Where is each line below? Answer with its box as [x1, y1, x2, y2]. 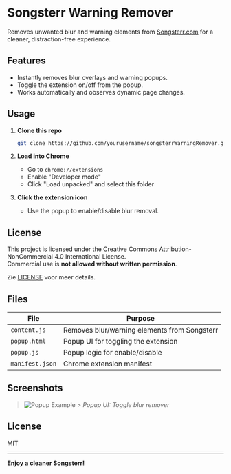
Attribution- [159, 245, 192, 253]
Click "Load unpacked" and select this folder [27, 180, 155, 188]
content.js [10, 326, 46, 334]
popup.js [10, 348, 39, 357]
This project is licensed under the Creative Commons [7, 245, 158, 253]
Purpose [126, 314, 155, 324]
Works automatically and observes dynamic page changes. [16, 88, 186, 96]
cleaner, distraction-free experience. [7, 34, 111, 43]
